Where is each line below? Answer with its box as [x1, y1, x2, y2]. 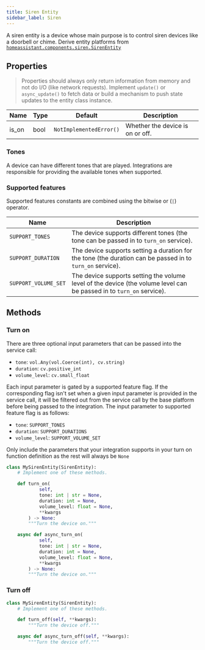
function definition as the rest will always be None [6, 452, 129, 460]
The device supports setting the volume [71, 271, 186, 280]
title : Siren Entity [6, 9, 59, 15]
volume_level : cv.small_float [15, 371, 90, 378]
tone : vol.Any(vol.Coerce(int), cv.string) [15, 358, 125, 365]
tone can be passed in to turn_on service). [71, 236, 193, 245]
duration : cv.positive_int [15, 365, 82, 372]
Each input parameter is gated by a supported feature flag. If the [6, 383, 168, 390]
